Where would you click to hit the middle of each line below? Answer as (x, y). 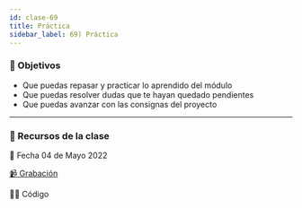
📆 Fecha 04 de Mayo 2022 (58, 155)
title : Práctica (40, 26)
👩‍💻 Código (29, 194)
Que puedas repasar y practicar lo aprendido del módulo (127, 85)
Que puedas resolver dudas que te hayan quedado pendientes (138, 94)
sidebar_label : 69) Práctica (64, 34)
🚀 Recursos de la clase (59, 135)
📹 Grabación (34, 173)
